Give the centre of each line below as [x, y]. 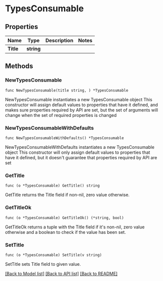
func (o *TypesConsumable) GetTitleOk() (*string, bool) [65, 218]
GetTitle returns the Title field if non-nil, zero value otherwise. [68, 195]
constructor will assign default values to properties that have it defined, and [81, 105]
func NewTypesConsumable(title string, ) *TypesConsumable [67, 90]
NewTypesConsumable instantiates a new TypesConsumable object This [79, 99]
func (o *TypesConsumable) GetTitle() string [52, 186]
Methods [19, 66]
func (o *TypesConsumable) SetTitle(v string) [54, 255]
